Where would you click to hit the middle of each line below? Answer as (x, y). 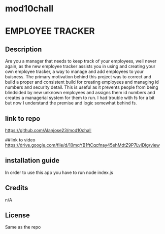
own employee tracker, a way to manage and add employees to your (74, 71)
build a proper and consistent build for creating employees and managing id (82, 82)
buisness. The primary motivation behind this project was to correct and (78, 77)
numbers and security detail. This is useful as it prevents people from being (82, 87)
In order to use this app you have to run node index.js (59, 172)
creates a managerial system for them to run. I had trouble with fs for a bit (80, 98)
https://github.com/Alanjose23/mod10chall (49, 130)
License (17, 216)
